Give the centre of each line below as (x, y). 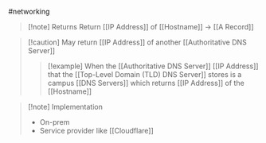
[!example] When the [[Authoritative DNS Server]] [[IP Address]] (153, 66)
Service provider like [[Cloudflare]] (96, 131)
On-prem (55, 122)
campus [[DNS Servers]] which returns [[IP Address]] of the (146, 83)
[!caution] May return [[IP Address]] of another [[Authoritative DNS (137, 42)
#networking (29, 12)
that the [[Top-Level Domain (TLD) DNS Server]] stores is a (145, 74)
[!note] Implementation (65, 107)
